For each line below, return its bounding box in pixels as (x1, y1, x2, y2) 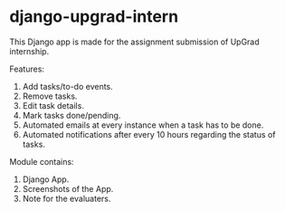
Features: (9, 63, 45, 74)
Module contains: (9, 156, 74, 167)
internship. (9, 45, 50, 56)
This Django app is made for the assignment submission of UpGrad (9, 36, 260, 47)
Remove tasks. (22, 91, 78, 101)
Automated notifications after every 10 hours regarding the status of (22, 129, 276, 139)
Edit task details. (22, 100, 84, 110)
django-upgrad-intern (9, 6, 179, 27)
